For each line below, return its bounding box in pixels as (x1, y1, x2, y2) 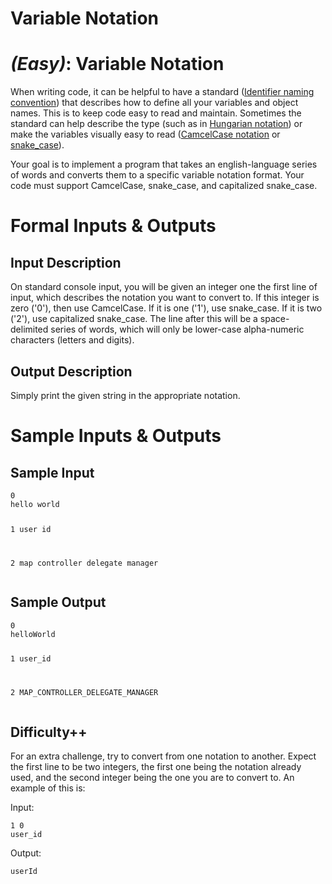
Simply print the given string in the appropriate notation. (10, 389, 241, 401)
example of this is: (10, 782, 86, 794)
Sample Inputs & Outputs (10, 425, 222, 447)
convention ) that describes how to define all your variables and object (10, 97, 299, 109)
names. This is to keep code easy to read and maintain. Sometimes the (10, 107, 302, 119)
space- (259, 313, 290, 325)
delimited (10, 323, 49, 336)
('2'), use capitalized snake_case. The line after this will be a (10, 313, 258, 325)
